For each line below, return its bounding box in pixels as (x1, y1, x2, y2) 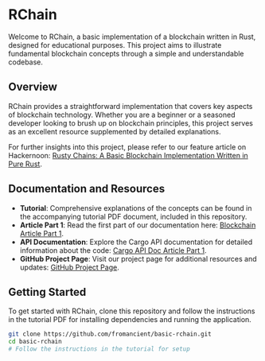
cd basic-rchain (8, 338, 62, 346)
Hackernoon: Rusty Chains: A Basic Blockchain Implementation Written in (8, 150, 248, 160)
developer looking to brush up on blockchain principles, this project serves (8, 118, 253, 128)
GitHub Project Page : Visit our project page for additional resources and (19, 254, 257, 263)
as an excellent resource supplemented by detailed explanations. (8, 126, 221, 136)
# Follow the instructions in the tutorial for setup (8, 345, 191, 353)
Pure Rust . (8, 159, 42, 169)
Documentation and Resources (8, 182, 166, 196)
